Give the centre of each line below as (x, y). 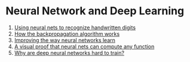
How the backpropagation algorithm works (67, 33)
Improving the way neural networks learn (65, 40)
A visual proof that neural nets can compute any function (84, 46)
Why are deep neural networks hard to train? (69, 52)
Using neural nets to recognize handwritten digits (75, 27)
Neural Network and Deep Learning (95, 11)
